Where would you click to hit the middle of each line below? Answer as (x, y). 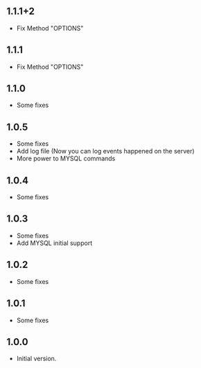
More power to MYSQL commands (66, 158)
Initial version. (36, 359)
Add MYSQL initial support (54, 243)
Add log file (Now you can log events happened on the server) (105, 151)
